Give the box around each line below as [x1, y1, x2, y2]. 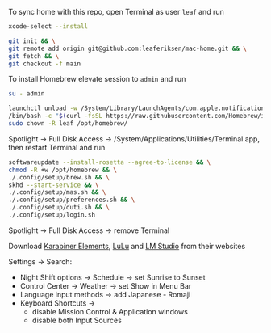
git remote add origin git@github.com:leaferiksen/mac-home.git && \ [8, 44, 248, 53]
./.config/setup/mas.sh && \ [8, 188, 106, 196]
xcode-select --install [8, 23, 89, 31]
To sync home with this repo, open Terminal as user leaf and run [8, 7, 224, 16]
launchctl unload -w [8, 104, 78, 112]
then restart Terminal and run [8, 142, 106, 152]
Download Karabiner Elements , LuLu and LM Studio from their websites [8, 241, 246, 251]
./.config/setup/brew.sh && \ [8, 173, 110, 181]
